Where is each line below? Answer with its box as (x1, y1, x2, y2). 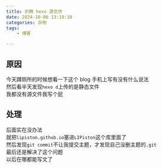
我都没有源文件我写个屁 (6, 90, 63, 97)
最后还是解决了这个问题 (6, 148, 63, 155)
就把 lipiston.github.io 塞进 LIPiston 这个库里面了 (6, 133, 127, 140)
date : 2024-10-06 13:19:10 (6, 14, 72, 20)
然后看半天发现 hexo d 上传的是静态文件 (6, 83, 100, 90)
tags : (6, 25, 19, 31)
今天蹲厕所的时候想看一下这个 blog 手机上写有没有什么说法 (6, 75, 149, 83)
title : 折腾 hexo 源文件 (6, 8, 63, 15)
